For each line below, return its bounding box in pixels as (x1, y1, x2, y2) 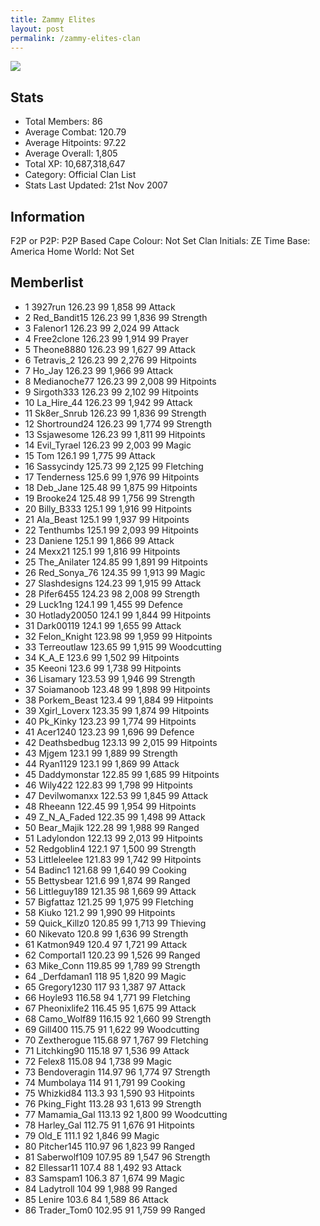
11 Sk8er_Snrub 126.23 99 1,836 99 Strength (24, 407, 207, 419)
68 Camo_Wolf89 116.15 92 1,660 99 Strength (24, 1012, 212, 1025)
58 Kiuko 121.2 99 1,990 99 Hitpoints (24, 906, 176, 918)
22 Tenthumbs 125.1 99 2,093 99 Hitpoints (24, 524, 199, 536)
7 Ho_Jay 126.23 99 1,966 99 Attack (24, 364, 174, 376)
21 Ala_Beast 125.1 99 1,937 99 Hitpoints (24, 513, 190, 525)
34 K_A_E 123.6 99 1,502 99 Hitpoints (24, 651, 180, 663)
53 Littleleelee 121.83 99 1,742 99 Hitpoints (24, 853, 202, 865)
